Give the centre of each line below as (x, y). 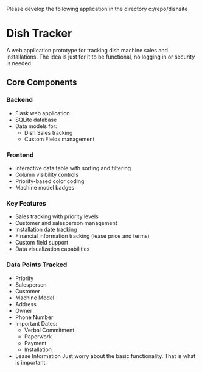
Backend (20, 100)
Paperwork (38, 336)
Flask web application (42, 113)
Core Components (42, 83)
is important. (31, 362)
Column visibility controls (47, 174)
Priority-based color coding (50, 181)
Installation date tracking (46, 230)
